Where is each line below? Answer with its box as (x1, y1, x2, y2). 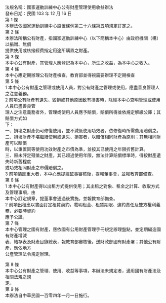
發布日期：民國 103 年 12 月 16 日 (5, 10, 72, 16)
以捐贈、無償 (5, 41, 31, 47)
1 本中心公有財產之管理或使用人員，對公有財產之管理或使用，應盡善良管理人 (5, 84, 160, 90)
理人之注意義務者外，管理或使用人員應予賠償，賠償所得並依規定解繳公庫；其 (5, 109, 161, 115)
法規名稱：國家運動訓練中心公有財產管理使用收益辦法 (5, 4, 114, 10)
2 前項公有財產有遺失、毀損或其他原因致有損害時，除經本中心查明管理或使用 (5, 97, 161, 103)
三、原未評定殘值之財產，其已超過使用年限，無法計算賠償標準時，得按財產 (5, 152, 157, 158)
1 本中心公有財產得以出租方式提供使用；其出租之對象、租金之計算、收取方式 (5, 183, 160, 189)
